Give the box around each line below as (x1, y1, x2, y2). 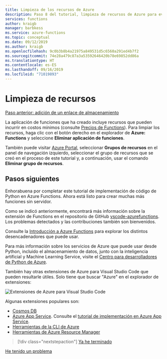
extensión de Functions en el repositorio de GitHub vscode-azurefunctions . (5, 213, 160, 219)
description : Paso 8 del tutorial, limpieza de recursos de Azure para (5, 12, 157, 17)
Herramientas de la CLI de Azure (12, 323, 80, 330)
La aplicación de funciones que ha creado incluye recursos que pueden (5, 119, 152, 125)
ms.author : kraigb (5, 44, 43, 49)
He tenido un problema (5, 348, 52, 354)
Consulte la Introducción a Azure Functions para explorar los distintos (5, 228, 148, 234)
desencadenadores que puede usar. (5, 234, 80, 239)
